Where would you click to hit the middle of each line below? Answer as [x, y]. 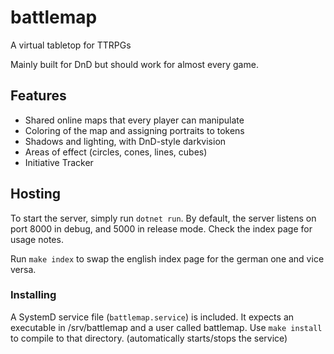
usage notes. [37, 239]
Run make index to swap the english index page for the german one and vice [167, 258]
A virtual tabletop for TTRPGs [71, 45]
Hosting [36, 194]
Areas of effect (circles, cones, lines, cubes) [116, 152]
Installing [33, 295]
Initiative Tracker [59, 162]
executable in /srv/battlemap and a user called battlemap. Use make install [166, 327]
